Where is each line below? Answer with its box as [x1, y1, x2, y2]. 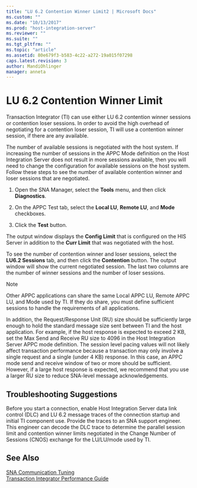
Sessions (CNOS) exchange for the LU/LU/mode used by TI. [6, 436, 151, 443]
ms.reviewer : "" [6, 31, 46, 36]
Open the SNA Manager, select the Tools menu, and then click [14, 186, 166, 193]
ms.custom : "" [6, 14, 41, 20]
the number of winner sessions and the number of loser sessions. [6, 269, 165, 276]
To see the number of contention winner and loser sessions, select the [6, 250, 177, 258]
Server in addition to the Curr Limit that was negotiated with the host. [6, 239, 175, 246]
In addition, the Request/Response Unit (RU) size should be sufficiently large [6, 316, 192, 323]
